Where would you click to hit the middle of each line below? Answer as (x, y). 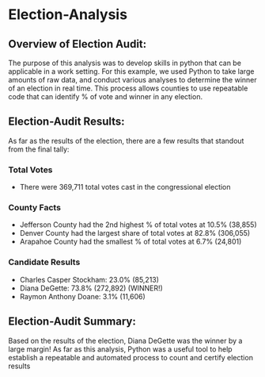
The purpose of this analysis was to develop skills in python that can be (125, 63)
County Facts (35, 208)
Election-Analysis (68, 15)
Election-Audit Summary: (72, 322)
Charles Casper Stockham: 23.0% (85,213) (89, 279)
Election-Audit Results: (66, 122)
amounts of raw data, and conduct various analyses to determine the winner (132, 80)
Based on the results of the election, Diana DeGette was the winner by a (125, 340)
